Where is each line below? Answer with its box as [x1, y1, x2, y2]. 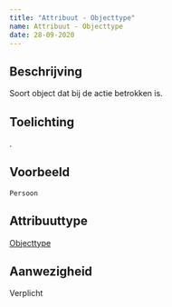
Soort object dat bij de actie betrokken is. [9, 88, 163, 99]
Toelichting [9, 114, 75, 130]
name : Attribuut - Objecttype [9, 22, 124, 31]
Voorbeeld [9, 164, 71, 180]
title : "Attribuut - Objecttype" [9, 13, 136, 23]
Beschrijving [9, 64, 83, 79]
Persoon [9, 188, 39, 198]
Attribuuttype [9, 213, 88, 229]
